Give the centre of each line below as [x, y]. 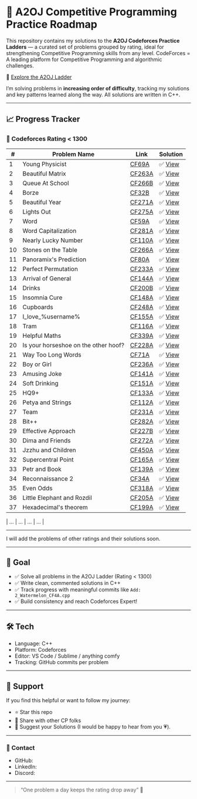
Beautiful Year [42, 202]
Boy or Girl [37, 364]
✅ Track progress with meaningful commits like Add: [78, 590]
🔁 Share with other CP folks [48, 720]
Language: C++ [33, 644]
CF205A [142, 497]
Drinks [32, 288]
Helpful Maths [42, 336]
